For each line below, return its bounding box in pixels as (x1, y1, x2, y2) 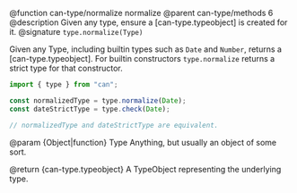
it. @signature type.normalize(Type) (9, 27, 144, 37)
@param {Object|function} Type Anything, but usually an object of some (9, 137, 276, 147)
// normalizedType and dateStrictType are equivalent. (9, 121, 219, 130)
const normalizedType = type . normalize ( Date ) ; (9, 96, 187, 105)
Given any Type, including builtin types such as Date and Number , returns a (9, 44, 283, 55)
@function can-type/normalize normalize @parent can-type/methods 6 (9, 8, 274, 18)
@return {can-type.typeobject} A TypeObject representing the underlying (9, 164, 282, 174)
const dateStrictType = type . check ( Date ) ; (9, 105, 170, 113)
